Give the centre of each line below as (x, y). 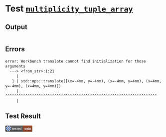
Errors (15, 49)
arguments (15, 66)
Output (16, 27)
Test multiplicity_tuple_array (69, 9)
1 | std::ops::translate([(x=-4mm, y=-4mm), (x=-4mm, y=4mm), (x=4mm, (87, 81)
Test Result (23, 116)
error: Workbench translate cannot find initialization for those (76, 61)
